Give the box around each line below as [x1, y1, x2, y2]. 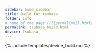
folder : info [5, 16, 32, 21]
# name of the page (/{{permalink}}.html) [5, 20, 93, 26]
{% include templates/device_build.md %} [5, 43, 90, 48]
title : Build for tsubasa [5, 12, 58, 16]
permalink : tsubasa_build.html [5, 25, 69, 30]
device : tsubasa [5, 29, 38, 34]
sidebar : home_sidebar [5, 7, 51, 12]
